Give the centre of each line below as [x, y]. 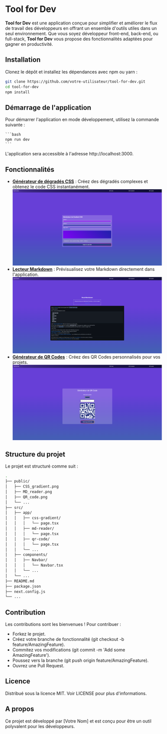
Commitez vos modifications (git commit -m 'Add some [69, 650]
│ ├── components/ [27, 555]
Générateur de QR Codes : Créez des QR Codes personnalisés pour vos [86, 357]
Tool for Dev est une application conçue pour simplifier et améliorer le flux [81, 23]
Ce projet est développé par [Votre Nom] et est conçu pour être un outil [78, 721]
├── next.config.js [25, 592]
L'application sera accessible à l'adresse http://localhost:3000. [69, 154]
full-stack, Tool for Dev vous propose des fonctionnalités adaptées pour [79, 39]
